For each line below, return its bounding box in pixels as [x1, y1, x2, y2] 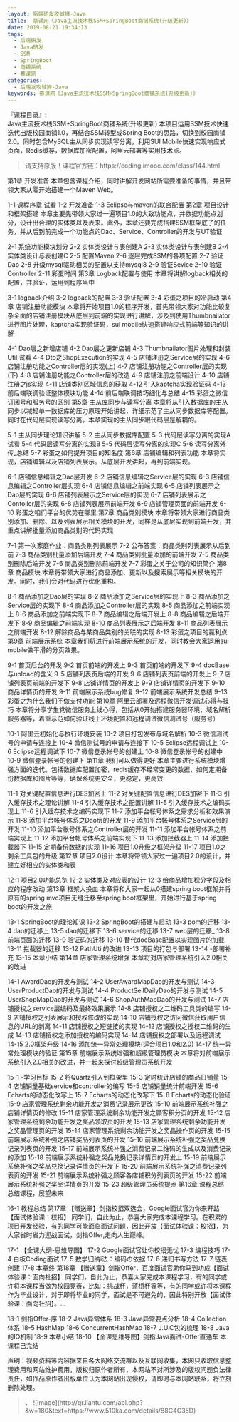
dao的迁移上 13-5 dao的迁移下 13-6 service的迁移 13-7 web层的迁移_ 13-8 [13, 927, 230, 935]
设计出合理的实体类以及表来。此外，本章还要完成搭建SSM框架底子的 [19, 218, 221, 227]
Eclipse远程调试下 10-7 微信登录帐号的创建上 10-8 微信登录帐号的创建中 [13, 747, 223, 756]
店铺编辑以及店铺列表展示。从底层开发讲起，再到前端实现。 [19, 457, 194, 466]
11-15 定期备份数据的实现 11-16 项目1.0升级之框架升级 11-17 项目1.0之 [27, 843, 226, 851]
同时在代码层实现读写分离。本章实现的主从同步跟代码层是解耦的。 [7, 415, 201, 425]
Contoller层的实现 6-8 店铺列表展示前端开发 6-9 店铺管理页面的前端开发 [7, 499, 218, 508]
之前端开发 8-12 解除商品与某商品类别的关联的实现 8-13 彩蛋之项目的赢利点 [7, 628, 228, 636]
